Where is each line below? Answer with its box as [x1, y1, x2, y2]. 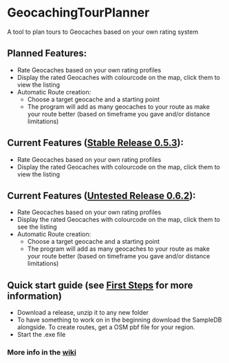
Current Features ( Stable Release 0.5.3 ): [7, 137, 184, 149]
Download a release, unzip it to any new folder [17, 309, 149, 317]
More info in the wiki [7, 348, 77, 357]
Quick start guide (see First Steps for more [7, 279, 194, 291]
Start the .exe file [17, 331, 66, 339]
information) [7, 290, 62, 302]
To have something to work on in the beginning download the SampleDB [17, 315, 222, 324]
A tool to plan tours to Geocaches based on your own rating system [7, 28, 199, 36]
